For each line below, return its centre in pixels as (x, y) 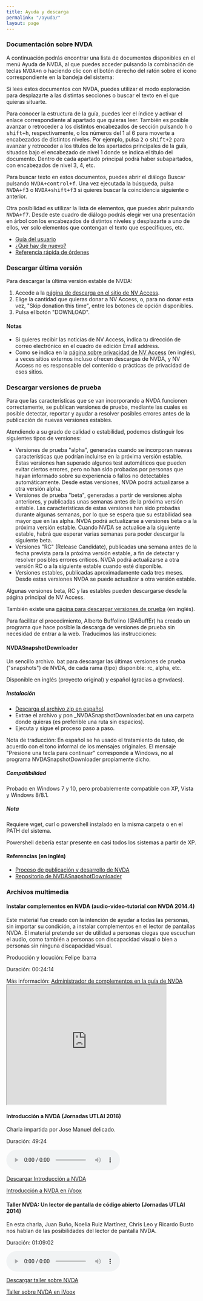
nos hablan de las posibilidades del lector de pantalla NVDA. (82, 1231)
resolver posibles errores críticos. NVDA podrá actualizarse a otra (97, 560)
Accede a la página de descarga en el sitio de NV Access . (87, 293)
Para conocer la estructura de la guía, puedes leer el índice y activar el (95, 114)
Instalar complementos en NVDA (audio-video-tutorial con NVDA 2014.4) (101, 906)
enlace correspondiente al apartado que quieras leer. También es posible (98, 120)
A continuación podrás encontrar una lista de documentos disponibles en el (101, 58)
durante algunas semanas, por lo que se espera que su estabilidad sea (103, 514)
